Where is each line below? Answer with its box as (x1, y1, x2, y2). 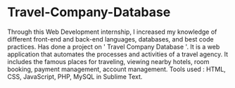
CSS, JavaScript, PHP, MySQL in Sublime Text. (7, 72, 143, 81)
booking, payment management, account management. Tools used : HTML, (7, 65, 227, 73)
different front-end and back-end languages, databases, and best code (7, 34, 214, 43)
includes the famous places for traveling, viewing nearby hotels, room (7, 57, 210, 65)
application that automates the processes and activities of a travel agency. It (7, 50, 229, 58)
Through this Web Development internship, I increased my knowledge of (7, 27, 217, 36)
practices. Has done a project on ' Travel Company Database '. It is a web (7, 42, 220, 51)
